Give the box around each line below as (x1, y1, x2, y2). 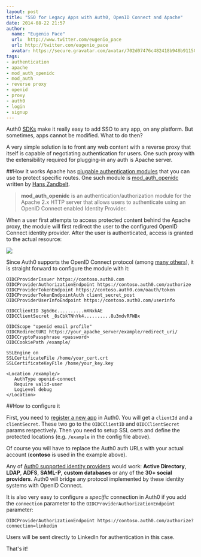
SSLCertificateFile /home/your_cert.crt (6, 355, 109, 362)
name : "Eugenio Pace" (11, 31, 66, 37)
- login (6, 103, 26, 110)
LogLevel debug (14, 387, 52, 393)
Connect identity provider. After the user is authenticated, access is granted (6, 229, 193, 237)
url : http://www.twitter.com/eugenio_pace (11, 37, 121, 43)
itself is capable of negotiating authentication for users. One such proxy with (6, 150, 195, 157)
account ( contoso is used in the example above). (6, 451, 127, 459)
